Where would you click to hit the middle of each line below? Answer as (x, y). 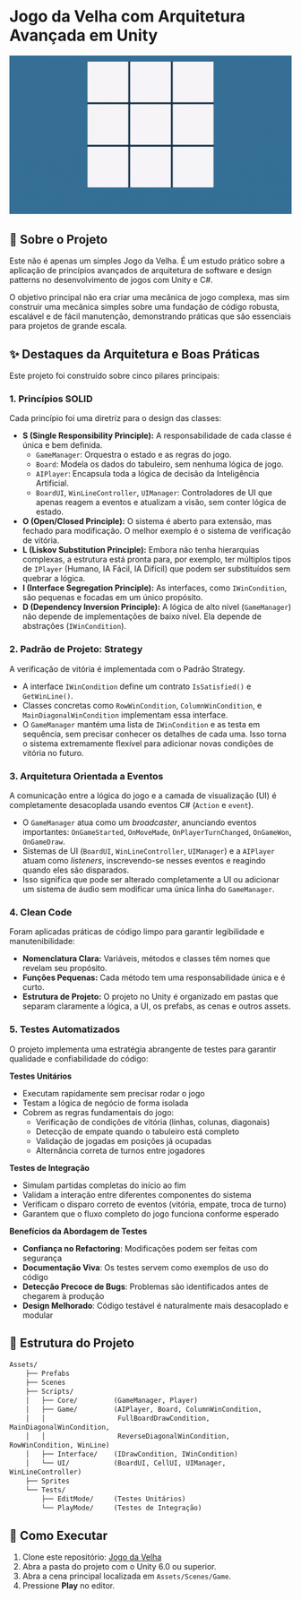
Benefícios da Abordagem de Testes (78, 1231)
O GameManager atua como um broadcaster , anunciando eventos (139, 822)
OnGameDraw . (43, 841)
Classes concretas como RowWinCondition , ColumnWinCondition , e (142, 705)
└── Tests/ (46, 1490)
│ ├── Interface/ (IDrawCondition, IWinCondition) (132, 1454)
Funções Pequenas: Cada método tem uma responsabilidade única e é (154, 977)
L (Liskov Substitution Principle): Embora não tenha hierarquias (141, 550)
